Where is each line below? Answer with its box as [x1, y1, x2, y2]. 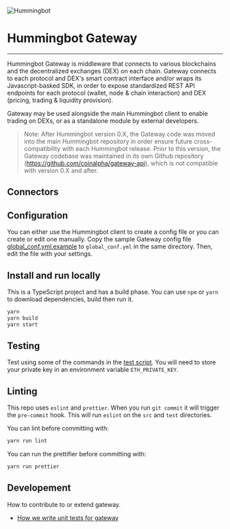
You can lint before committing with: [7, 424, 110, 432]
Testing [7, 340, 40, 351]
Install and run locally [7, 270, 101, 281]
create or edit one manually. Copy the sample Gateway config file [7, 235, 192, 244]
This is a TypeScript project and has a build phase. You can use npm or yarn [7, 287, 219, 296]
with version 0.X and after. [23, 166, 99, 174]
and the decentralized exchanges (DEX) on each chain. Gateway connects [7, 67, 217, 75]
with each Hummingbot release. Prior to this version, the [62, 144, 221, 152]
